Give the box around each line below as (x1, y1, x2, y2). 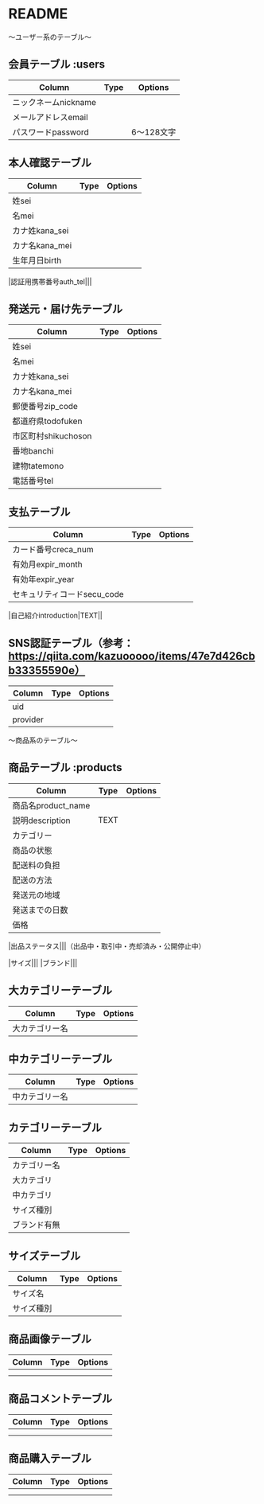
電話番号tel (12, 475, 54, 486)
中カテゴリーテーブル (8, 1052, 113, 1066)
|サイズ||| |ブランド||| (8, 958, 78, 968)
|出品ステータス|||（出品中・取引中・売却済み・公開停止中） (8, 941, 206, 951)
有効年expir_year (12, 574, 75, 585)
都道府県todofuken (12, 415, 83, 427)
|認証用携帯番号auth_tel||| (8, 276, 92, 286)
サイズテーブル (8, 1249, 81, 1262)
